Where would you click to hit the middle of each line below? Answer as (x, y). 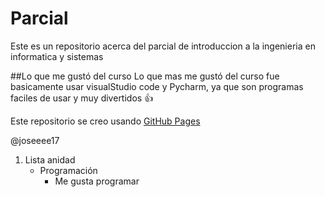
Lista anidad (50, 159)
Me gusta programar (97, 181)
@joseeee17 (35, 140)
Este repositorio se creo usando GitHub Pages (105, 121)
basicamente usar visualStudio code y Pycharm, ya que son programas (157, 86)
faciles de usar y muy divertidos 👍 (82, 98)
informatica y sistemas (57, 56)
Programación (68, 170)
